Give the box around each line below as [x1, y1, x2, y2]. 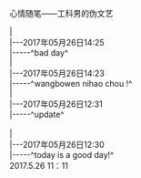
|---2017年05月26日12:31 [9, 99, 103, 110]
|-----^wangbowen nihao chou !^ [9, 79, 133, 89]
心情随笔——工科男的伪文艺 [9, 8, 114, 18]
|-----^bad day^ [9, 47, 69, 58]
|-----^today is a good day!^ [9, 150, 115, 160]
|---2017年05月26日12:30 [9, 140, 105, 150]
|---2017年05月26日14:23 [9, 68, 105, 79]
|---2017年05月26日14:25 [9, 37, 105, 47]
